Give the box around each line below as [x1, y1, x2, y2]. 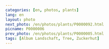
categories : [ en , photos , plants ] [5, 7, 79, 13]
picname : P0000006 [5, 27, 45, 32]
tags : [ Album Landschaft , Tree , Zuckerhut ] [5, 36, 100, 41]
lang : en [5, 12, 24, 17]
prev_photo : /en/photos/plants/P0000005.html [5, 31, 104, 36]
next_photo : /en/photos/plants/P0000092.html [5, 21, 104, 27]
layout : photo [5, 17, 36, 22]
